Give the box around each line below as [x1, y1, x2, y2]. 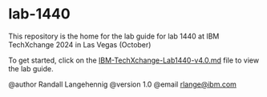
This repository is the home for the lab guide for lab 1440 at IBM [8, 31, 220, 41]
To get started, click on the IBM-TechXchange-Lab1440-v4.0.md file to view [8, 55, 259, 65]
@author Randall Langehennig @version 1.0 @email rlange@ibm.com [8, 79, 237, 89]
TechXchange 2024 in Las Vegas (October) [8, 39, 152, 49]
